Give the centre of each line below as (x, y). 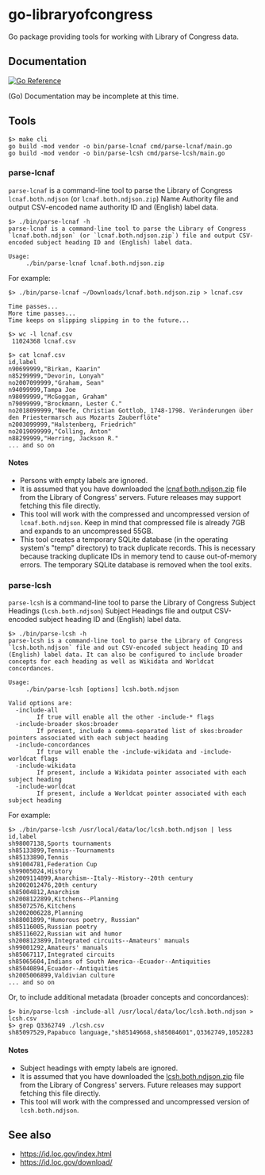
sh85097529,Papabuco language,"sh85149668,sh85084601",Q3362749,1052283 (131, 1033)
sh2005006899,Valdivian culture (61, 976)
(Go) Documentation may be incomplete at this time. (94, 96)
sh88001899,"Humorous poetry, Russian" (74, 920)
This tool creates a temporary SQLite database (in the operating (124, 540)
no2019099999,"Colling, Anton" (60, 431)
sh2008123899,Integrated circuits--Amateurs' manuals (99, 941)
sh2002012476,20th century (53, 885)
